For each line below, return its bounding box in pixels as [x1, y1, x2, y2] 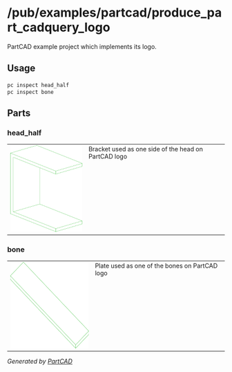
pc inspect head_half [7, 82, 70, 89]
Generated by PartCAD [7, 357, 72, 366]
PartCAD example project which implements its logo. [7, 42, 157, 50]
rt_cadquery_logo [7, 19, 110, 35]
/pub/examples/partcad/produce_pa [7, 5, 222, 21]
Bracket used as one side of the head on [88, 145, 204, 154]
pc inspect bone [7, 89, 54, 95]
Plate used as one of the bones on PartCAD [95, 261, 218, 270]
